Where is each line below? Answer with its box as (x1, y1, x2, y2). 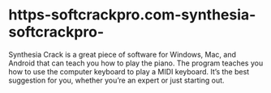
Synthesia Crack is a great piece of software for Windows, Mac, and (8, 49, 237, 59)
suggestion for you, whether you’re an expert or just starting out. (8, 75, 225, 85)
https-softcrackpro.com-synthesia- (8, 6, 256, 24)
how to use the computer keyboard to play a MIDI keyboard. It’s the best (8, 66, 250, 76)
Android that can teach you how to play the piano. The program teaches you (8, 58, 264, 68)
